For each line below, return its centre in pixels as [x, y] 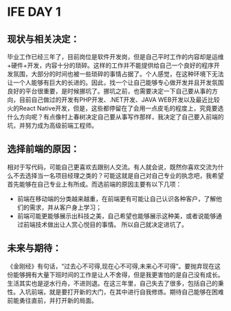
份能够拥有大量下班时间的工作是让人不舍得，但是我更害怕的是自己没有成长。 [115, 275]
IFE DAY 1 [34, 12]
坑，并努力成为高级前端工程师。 [52, 125]
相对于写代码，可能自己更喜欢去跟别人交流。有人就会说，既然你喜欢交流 [109, 167]
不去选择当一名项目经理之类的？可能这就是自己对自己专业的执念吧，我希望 [118, 175]
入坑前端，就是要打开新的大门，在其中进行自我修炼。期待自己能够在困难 [121, 292]
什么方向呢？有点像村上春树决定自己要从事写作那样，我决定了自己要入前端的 [115, 117]
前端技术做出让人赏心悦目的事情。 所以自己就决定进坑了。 [105, 224]
